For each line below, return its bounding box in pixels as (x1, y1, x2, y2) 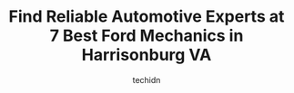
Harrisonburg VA (81, 45, 212, 65)
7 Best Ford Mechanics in (49, 25, 244, 46)
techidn (132, 74, 161, 85)
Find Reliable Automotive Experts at (8, 6, 285, 27)
